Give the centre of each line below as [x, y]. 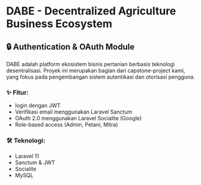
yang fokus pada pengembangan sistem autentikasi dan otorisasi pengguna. [100, 77]
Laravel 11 [27, 156]
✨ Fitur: [17, 92]
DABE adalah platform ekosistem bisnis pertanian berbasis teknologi [91, 64]
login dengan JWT [38, 106]
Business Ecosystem [59, 24]
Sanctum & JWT [35, 162]
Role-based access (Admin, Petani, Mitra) [66, 125]
